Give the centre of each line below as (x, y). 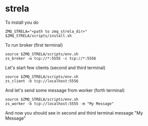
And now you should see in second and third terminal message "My (74, 113)
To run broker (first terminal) (34, 45)
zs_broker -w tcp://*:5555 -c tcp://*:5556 (51, 58)
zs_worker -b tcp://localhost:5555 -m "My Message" (59, 104)
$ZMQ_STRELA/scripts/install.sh (38, 36)
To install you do (22, 22)
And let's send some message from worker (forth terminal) (65, 90)
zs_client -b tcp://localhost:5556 (42, 81)
